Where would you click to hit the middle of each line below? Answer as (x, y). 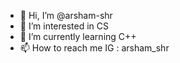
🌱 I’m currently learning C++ (78, 36)
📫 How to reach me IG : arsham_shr (94, 48)
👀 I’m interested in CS (64, 26)
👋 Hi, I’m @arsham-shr (66, 15)
